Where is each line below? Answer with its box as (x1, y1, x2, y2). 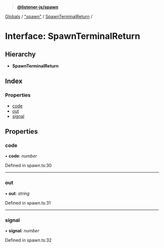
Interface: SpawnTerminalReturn (5, 31, 141, 42)
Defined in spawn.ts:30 (5, 163, 52, 168)
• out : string (5, 190, 30, 196)
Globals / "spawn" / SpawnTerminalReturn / (5, 14, 93, 19)
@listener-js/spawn (17, 4, 59, 10)
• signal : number (5, 227, 40, 233)
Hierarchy (5, 50, 36, 58)
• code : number (5, 153, 38, 159)
